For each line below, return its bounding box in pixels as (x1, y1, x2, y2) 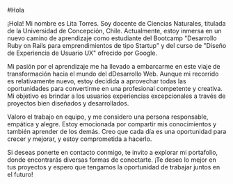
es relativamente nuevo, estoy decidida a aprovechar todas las (7, 77, 186, 85)
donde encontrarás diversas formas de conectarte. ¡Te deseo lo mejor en (7, 156, 217, 164)
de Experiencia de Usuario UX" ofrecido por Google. (7, 49, 158, 57)
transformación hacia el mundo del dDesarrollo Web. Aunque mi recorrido (7, 69, 219, 78)
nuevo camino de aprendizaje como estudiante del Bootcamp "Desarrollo (7, 34, 217, 42)
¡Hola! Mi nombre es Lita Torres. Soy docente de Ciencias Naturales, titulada (7, 19, 226, 27)
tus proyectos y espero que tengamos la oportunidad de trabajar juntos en (7, 163, 220, 171)
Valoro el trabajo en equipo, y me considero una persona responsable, (7, 112, 209, 121)
